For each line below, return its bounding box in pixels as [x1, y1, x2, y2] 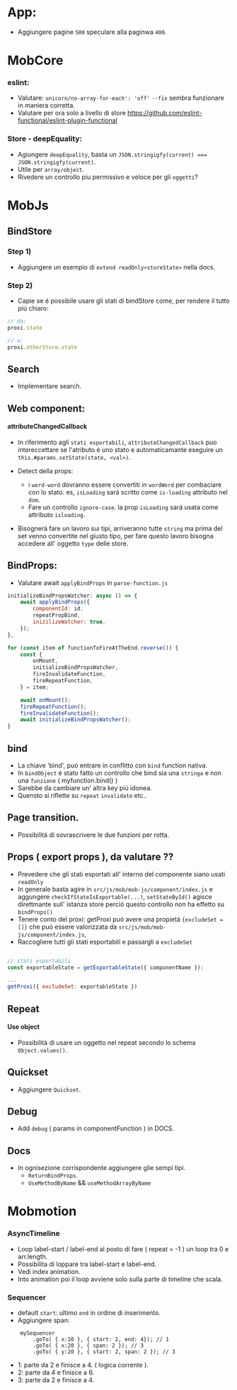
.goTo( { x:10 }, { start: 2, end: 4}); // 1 [33, 1336, 170, 1343]
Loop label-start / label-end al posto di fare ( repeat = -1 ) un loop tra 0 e [17, 1244, 229, 1253]
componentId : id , [33, 606, 83, 613]
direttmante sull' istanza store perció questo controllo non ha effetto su [17, 900, 225, 908]
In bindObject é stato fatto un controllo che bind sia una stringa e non [17, 769, 221, 777]
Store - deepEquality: [7, 134, 83, 144]
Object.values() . [17, 1046, 68, 1054]
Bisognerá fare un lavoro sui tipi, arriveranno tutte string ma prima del [17, 524, 223, 533]
